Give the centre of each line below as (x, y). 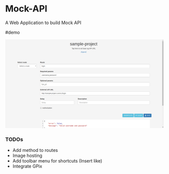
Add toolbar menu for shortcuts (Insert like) (57, 161)
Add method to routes (35, 150)
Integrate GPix (27, 166)
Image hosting (27, 155)
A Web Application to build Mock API (43, 23)
